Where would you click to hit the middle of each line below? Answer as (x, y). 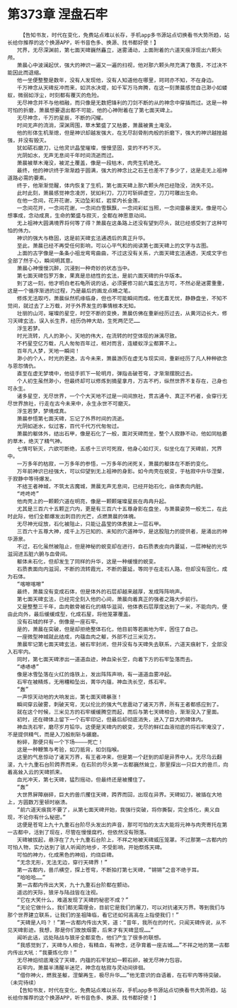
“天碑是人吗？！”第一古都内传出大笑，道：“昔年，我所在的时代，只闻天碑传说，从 (119, 922)
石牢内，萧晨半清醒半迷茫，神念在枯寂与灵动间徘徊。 (82, 968)
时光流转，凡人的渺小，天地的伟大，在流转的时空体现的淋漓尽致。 (98, 336)
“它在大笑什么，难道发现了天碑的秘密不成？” (73, 900)
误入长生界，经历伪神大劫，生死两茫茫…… (89, 321)
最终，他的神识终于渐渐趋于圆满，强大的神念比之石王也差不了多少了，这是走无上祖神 (122, 171)
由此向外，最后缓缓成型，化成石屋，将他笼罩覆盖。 (71, 614)
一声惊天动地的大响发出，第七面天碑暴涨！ (69, 697)
